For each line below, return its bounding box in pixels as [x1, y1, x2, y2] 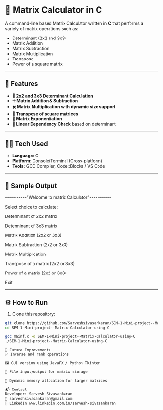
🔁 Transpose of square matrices [12, 111, 79, 117]
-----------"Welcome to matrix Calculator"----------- [5, 195, 112, 200]
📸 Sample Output [5, 181, 57, 190]
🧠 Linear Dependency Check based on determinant [12, 121, 116, 127]
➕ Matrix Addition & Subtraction [12, 98, 78, 104]
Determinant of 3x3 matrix [5, 223, 58, 229]
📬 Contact [5, 387, 27, 392]
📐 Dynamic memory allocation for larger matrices [5, 378, 108, 383]
